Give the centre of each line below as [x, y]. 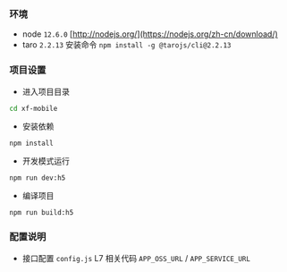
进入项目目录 [46, 91]
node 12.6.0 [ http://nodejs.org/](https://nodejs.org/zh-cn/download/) [150, 34]
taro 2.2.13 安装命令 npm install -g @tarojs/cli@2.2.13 [127, 45]
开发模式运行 [46, 161]
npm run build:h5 [42, 213]
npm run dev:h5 [38, 178]
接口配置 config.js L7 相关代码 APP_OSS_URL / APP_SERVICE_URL [136, 258]
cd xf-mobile [34, 108]
